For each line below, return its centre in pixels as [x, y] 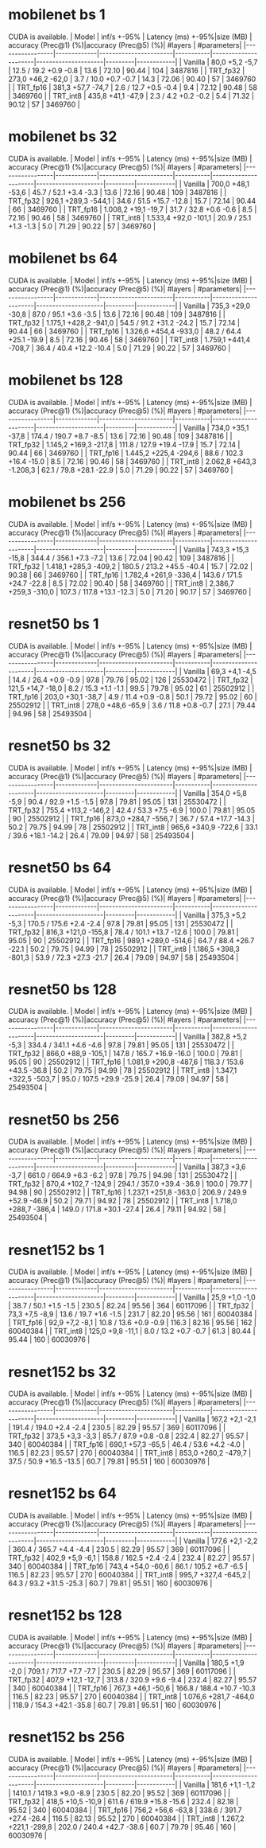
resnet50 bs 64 [60, 867]
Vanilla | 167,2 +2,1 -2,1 [220, 1419]
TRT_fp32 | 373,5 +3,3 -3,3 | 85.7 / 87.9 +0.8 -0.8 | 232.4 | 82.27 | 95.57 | [128, 1436]
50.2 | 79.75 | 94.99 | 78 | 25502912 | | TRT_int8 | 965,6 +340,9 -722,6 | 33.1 [133, 827]
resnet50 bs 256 [64, 1119]
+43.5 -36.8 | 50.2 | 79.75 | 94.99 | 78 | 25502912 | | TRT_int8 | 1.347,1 [123, 1070]
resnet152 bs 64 [63, 1493]
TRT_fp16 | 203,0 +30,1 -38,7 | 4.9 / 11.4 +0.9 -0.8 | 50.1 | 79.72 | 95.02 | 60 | [133, 696]
